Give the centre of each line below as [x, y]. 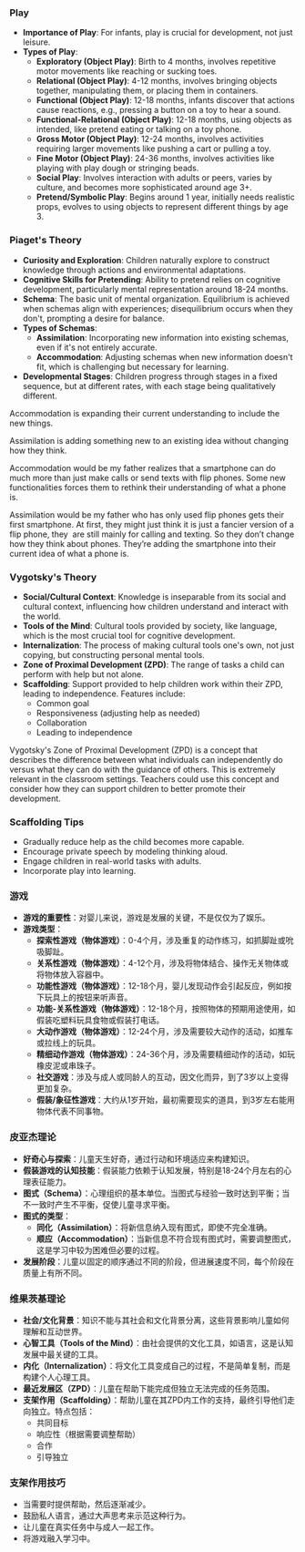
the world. [41, 616]
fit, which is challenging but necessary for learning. [132, 366]
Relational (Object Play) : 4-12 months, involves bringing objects [157, 81]
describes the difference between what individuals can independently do [147, 759]
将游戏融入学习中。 [59, 1538]
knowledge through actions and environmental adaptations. [134, 270]
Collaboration [61, 723]
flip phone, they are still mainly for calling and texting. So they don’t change [152, 534]
